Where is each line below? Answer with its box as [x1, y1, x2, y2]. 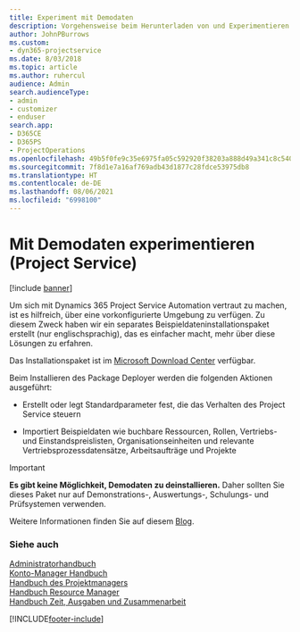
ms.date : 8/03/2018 [9, 54, 82, 63]
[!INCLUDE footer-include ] [9, 613, 104, 625]
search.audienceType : [9, 87, 90, 96]
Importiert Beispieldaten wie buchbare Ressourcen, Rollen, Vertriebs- [21, 426, 278, 437]
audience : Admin [9, 79, 70, 88]
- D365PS [9, 137, 42, 146]
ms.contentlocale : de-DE [9, 179, 102, 188]
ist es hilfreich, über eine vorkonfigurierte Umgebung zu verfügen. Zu [9, 309, 265, 320]
